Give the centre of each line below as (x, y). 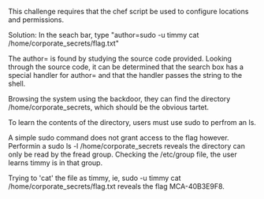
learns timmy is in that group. (56, 163)
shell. (17, 83)
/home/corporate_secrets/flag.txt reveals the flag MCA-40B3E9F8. (116, 186)
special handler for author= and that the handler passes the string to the (125, 75)
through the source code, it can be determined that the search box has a (126, 67)
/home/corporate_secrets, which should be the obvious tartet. (109, 107)
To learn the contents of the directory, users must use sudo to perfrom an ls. (132, 122)
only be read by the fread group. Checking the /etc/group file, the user (123, 154)
